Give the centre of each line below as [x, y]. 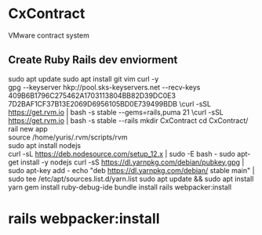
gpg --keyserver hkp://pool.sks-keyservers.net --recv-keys [104, 87]
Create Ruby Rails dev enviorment [93, 60]
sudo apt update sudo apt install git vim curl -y [84, 78]
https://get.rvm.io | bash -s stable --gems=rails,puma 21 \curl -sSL [116, 112]
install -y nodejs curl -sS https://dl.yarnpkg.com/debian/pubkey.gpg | [133, 162]
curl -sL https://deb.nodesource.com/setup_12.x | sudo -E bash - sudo [122, 154]
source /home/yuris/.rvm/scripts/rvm [68, 137]
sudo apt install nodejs [44, 145]
